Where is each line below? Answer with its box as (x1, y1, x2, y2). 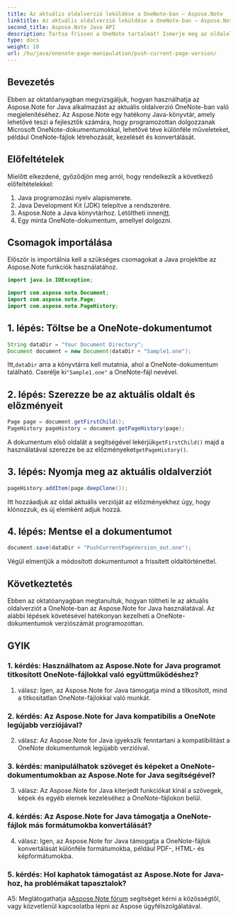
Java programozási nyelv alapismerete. (17, 193, 132, 202)
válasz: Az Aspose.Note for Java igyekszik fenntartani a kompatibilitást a (17, 736, 230, 745)
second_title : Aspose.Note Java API (7, 23, 115, 30)
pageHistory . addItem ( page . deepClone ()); (7, 484, 129, 491)
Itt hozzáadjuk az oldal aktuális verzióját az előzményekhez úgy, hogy (7, 497, 211, 506)
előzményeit (7, 399, 64, 411)
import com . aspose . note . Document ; (7, 289, 110, 296)
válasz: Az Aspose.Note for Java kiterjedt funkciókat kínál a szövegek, (17, 787, 223, 795)
